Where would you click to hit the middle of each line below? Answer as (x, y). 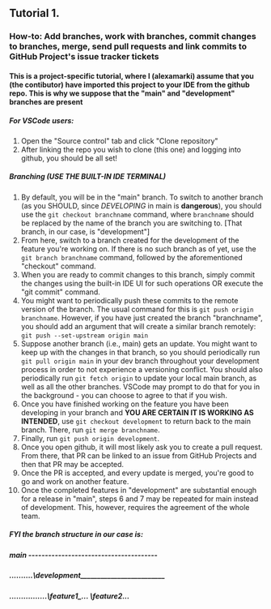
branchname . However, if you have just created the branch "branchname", (142, 317)
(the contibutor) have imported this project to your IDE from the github (129, 84)
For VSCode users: (42, 120)
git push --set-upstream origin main (85, 336)
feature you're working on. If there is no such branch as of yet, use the (139, 249)
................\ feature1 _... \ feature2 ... (70, 596)
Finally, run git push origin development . (90, 438)
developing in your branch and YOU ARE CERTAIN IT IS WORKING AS (137, 412)
